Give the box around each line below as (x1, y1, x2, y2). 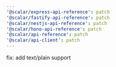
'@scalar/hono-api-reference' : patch (6, 26, 102, 32)
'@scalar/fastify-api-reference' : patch (6, 15, 111, 21)
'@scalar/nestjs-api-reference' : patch (6, 20, 107, 26)
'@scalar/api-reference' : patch (6, 32, 88, 38)
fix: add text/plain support (6, 54, 71, 61)
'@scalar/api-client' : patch (6, 37, 80, 43)
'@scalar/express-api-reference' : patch (6, 9, 111, 15)
